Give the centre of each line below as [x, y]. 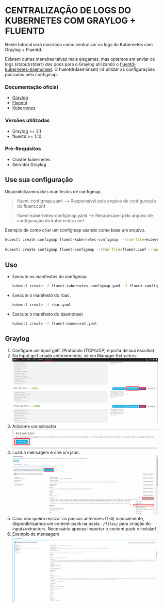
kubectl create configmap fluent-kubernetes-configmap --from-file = [76, 239]
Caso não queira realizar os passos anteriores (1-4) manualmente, [78, 518]
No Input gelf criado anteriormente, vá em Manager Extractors [74, 355]
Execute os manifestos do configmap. [50, 277]
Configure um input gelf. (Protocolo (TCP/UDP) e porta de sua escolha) [83, 350]
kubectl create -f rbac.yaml [41, 305]
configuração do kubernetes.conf [50, 220]
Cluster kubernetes [31, 159]
